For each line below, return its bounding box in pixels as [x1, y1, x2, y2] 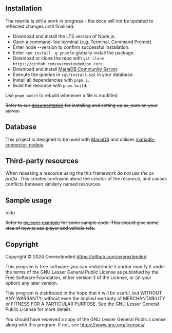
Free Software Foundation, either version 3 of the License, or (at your [5, 274, 152, 281]
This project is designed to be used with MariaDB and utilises [5, 136, 135, 142]
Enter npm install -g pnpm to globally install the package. [12, 49, 135, 55]
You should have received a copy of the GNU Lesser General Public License [5, 316, 166, 323]
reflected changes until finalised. [5, 23, 75, 29]
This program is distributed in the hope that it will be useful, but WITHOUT [5, 290, 162, 296]
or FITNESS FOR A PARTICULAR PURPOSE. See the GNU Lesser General [5, 301, 159, 307]
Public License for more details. [5, 306, 72, 312]
